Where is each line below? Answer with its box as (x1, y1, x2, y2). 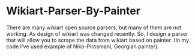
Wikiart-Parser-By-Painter (6, 4, 141, 18)
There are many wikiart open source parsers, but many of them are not (6, 24, 182, 31)
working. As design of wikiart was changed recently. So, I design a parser (6, 30, 188, 37)
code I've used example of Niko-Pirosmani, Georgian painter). (6, 43, 159, 50)
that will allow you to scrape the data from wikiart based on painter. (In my (6, 36, 190, 43)
